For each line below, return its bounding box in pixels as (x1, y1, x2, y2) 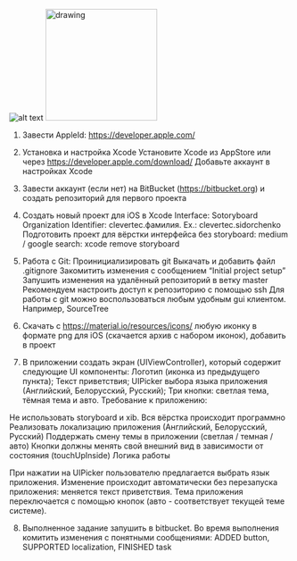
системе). (9, 506, 47, 515)
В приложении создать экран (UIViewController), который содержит (21, 357, 282, 367)
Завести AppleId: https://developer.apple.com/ (21, 130, 195, 140)
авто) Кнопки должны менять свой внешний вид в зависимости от (9, 440, 264, 451)
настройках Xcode (21, 166, 94, 176)
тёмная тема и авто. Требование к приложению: (21, 395, 208, 406)
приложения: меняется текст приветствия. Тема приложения (9, 487, 243, 497)
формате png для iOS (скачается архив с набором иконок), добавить (21, 331, 287, 340)
